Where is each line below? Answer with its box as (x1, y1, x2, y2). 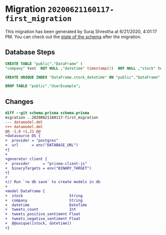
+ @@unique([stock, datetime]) (5, 221, 72, 226)
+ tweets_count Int (5, 207, 77, 212)
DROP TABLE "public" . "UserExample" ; (5, 84, 81, 89)
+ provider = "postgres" (5, 138, 58, 143)
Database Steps (5, 48, 55, 56)
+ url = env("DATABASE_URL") (5, 142, 79, 148)
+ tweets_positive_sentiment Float (5, 212, 81, 217)
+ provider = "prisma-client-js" (5, 161, 87, 166)
